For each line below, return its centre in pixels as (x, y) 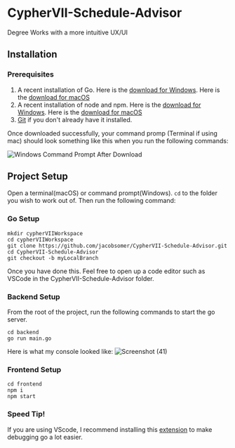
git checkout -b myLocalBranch (53, 258)
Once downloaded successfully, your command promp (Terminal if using (112, 133)
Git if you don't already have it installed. (75, 119)
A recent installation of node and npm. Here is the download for (109, 105)
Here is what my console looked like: (60, 352)
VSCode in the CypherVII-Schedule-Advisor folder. (81, 278)
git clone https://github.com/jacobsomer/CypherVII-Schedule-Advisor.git (117, 246)
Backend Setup (34, 296)
